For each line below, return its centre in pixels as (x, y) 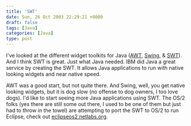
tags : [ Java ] (22, 28)
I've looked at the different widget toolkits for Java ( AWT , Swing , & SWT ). (94, 55)
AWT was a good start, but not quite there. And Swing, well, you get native (95, 85)
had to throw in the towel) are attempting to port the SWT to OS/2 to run (93, 110)
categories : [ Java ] (30, 33)
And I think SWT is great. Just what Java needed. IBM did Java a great (91, 62)
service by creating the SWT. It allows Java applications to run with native (95, 68)
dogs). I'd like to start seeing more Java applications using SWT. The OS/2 (95, 98)
